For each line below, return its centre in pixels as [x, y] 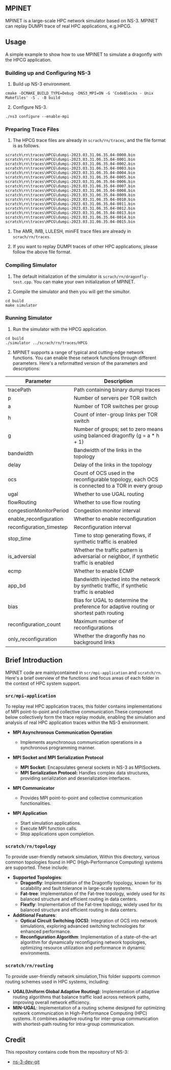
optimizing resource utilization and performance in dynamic [83, 948]
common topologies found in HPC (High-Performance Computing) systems [84, 862]
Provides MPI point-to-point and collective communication [81, 798]
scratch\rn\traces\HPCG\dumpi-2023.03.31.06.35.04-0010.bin [70, 200]
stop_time [20, 538]
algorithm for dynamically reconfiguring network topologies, [83, 942]
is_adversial [22, 556]
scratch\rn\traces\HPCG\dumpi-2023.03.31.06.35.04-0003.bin [70, 168]
